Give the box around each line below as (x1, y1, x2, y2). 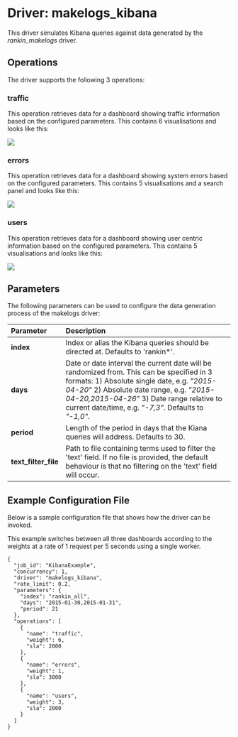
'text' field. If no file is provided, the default (65, 452, 208, 462)
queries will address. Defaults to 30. (65, 432, 186, 442)
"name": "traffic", (25, 630, 84, 638)
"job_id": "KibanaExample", (13, 562, 97, 569)
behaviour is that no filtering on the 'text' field (65, 462, 217, 471)
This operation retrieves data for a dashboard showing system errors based (7, 172, 228, 180)
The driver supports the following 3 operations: (7, 75, 145, 84)
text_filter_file (11, 457, 59, 466)
